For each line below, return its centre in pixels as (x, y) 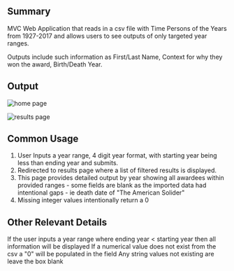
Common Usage (43, 139)
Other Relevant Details (57, 222)
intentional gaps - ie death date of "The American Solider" (101, 193)
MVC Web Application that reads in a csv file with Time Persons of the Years (117, 28)
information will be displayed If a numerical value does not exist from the (112, 246)
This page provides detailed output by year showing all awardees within (121, 178)
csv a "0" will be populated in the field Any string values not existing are (111, 254)
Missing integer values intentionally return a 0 (83, 200)
